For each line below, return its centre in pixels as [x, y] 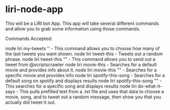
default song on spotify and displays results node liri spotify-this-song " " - [83, 81]
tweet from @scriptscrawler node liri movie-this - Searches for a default [81, 64]
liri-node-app [34, 9]
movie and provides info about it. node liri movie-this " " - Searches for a [81, 70]
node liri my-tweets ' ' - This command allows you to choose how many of [82, 48]
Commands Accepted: [29, 39]
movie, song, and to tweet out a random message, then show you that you [83, 97]
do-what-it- [150, 86]
